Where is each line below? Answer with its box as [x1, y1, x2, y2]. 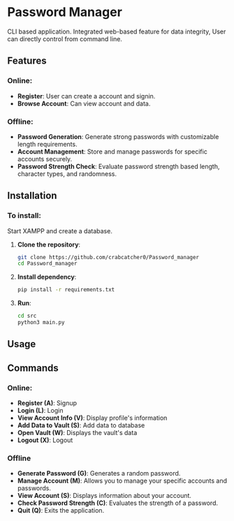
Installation [7, 190, 57, 202]
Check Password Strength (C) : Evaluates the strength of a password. [17, 499, 219, 507]
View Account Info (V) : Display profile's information [17, 413, 168, 423]
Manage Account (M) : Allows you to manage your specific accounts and [17, 476, 228, 485]
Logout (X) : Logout [17, 436, 73, 444]
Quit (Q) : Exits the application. [17, 506, 105, 515]
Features [7, 55, 47, 67]
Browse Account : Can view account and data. [17, 99, 151, 108]
